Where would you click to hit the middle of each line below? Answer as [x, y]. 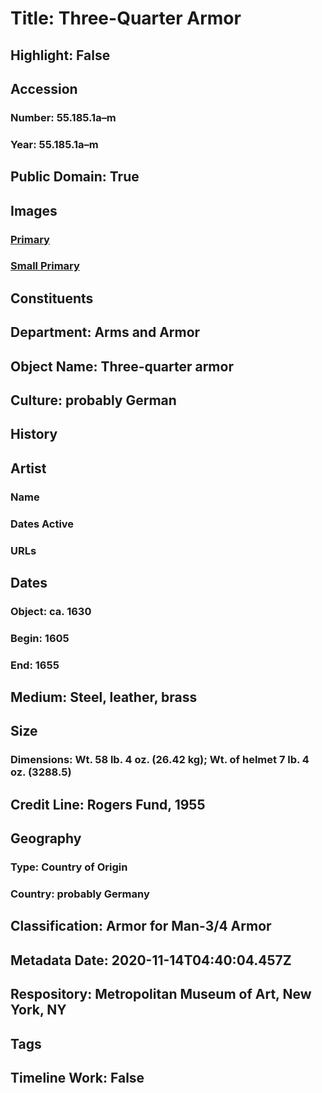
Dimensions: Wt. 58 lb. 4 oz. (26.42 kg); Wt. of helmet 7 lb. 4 [160, 760]
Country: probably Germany [80, 894]
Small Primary [45, 266]
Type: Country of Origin [69, 867]
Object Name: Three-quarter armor [122, 366]
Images [34, 210]
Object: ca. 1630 [51, 611]
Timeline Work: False [77, 1077]
